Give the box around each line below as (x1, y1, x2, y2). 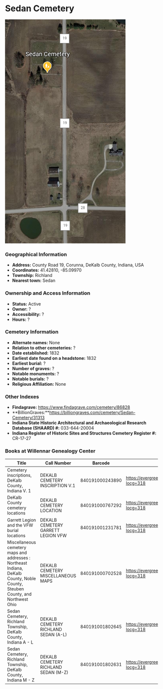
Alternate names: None (12, 339, 60, 345)
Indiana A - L (7, 639, 33, 645)
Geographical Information (5, 251, 67, 257)
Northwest (7, 596, 28, 602)
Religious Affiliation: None (12, 381, 66, 387)
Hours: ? (12, 316, 30, 322)
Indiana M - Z (7, 677, 35, 683)
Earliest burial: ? (12, 360, 46, 366)
